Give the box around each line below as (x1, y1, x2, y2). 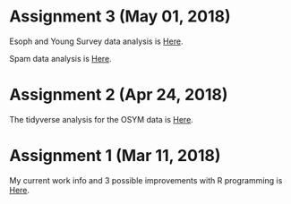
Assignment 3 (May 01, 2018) (9, 6, 231, 27)
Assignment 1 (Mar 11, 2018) (9, 146, 221, 166)
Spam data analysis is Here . (9, 53, 112, 64)
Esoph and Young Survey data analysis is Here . (9, 36, 184, 47)
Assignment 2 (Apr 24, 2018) (9, 85, 228, 105)
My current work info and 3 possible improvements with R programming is (9, 174, 283, 185)
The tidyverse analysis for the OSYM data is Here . (9, 114, 194, 124)
